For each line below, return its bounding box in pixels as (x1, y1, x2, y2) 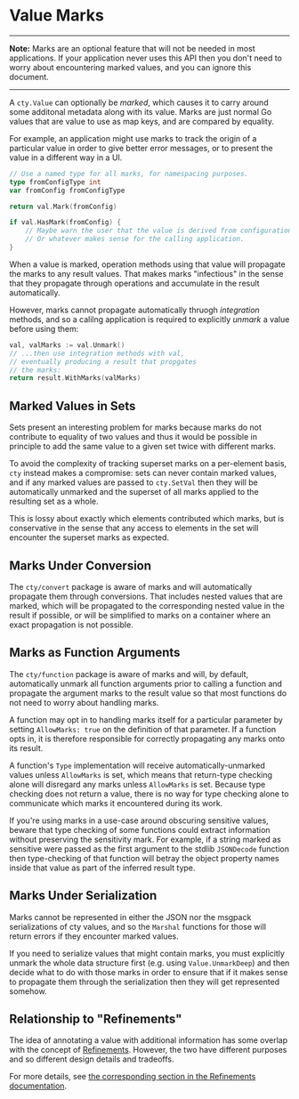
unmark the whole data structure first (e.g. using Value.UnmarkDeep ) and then (9, 958, 290, 968)
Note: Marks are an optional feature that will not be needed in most (9, 43, 255, 53)
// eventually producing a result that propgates (9, 357, 198, 366)
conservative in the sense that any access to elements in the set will (9, 522, 259, 534)
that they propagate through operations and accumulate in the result (9, 278, 260, 288)
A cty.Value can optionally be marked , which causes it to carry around (9, 97, 269, 108)
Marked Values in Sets (9, 398, 136, 414)
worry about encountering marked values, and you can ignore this (9, 61, 252, 72)
